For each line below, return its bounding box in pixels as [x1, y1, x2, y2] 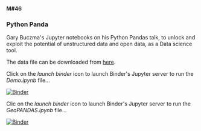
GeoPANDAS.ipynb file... [6, 106, 67, 113]
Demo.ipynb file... [6, 76, 50, 84]
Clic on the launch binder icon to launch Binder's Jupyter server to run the [6, 100, 191, 107]
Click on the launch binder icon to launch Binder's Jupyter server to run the [6, 70, 194, 77]
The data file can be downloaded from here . [6, 58, 116, 65]
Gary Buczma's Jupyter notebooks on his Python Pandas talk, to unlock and [6, 33, 196, 41]
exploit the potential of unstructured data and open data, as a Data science [6, 40, 193, 47]
